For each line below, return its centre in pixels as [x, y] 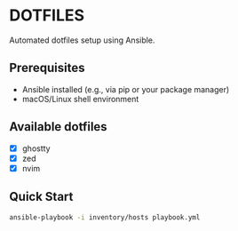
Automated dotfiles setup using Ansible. [82, 40]
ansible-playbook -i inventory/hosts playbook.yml [105, 217]
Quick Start [41, 197]
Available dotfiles [59, 127]
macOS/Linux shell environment [80, 99]
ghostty [36, 148]
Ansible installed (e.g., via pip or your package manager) [126, 89]
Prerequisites [47, 68]
